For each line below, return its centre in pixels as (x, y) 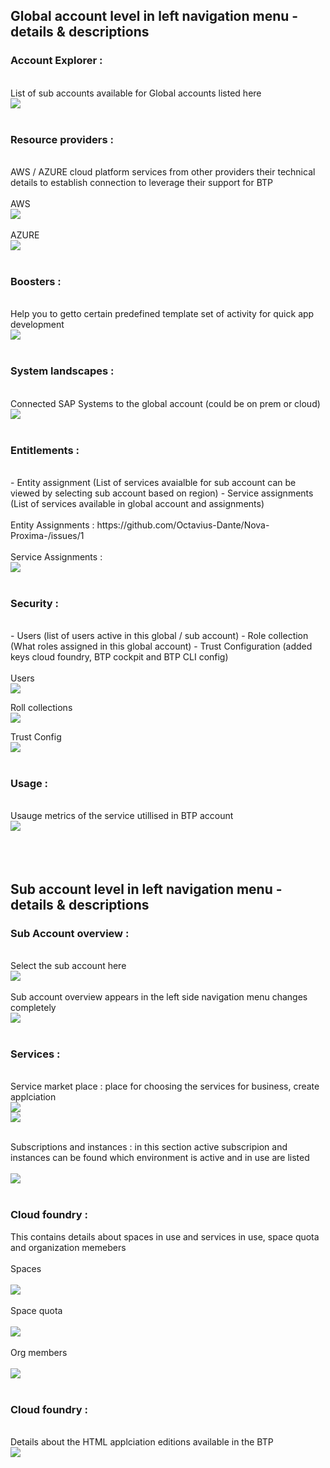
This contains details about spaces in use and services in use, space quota (165, 1236)
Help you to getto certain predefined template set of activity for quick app (162, 314)
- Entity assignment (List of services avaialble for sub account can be (153, 482)
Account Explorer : (56, 61)
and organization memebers (68, 1247)
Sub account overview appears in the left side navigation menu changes (159, 997)
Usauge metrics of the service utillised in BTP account (122, 816)
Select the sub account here (68, 966)
